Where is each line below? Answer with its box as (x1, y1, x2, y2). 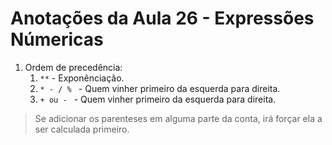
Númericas (10, 28, 104, 51)
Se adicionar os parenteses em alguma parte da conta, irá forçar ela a (34, 112, 323, 124)
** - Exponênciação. (39, 72, 125, 84)
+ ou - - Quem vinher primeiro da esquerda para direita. (39, 93, 277, 105)
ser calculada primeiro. (34, 123, 130, 135)
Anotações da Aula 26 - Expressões (10, 7, 315, 30)
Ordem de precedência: (24, 61, 123, 73)
